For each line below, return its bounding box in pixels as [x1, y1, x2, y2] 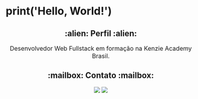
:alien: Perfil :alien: [65, 28, 137, 39]
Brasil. [92, 52, 110, 60]
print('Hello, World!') [5, 4, 112, 18]
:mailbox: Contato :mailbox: [47, 71, 155, 81]
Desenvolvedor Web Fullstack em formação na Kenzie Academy [9, 44, 192, 53]
